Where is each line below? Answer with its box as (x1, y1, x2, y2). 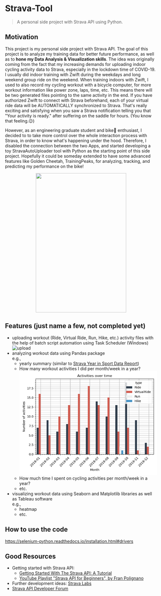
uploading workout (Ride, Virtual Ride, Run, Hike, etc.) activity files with (12, 335, 154, 341)
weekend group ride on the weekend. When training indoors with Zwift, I (5, 77, 148, 82)
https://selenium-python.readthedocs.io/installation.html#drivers (5, 538, 134, 544)
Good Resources (5, 552, 56, 561)
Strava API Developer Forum (12, 586, 68, 592)
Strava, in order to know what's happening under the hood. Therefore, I (5, 138, 147, 143)
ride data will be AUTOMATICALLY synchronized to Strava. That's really (5, 102, 148, 108)
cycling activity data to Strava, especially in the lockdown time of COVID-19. (5, 66, 156, 72)
